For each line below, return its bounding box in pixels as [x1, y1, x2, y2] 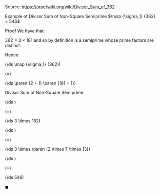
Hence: [5, 52, 20, 58]
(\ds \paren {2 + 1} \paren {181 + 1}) [5, 80, 76, 86]
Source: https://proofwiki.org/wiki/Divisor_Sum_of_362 [5, 4, 115, 10]
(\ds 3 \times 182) [5, 118, 40, 124]
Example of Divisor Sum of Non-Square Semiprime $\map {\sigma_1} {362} [5, 14, 156, 19]
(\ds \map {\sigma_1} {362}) [5, 61, 61, 67]
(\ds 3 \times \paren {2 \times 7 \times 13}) [5, 146, 90, 152]
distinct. [5, 43, 21, 49]
